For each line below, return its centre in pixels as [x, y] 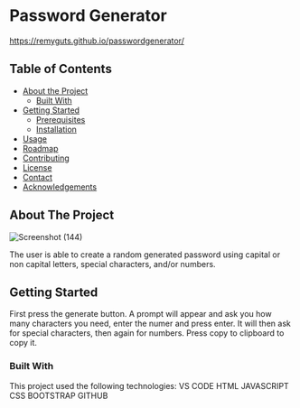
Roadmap [40, 148]
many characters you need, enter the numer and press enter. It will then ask [150, 324]
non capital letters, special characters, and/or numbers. [112, 264]
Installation [56, 129]
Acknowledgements [60, 187]
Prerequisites [61, 119]
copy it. [23, 343]
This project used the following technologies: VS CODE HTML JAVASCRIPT [149, 385]
